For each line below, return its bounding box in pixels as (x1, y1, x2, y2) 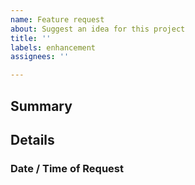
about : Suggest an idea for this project (10, 24, 186, 34)
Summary (10, 97, 73, 115)
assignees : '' (10, 52, 70, 62)
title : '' (10, 33, 52, 43)
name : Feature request (10, 14, 105, 25)
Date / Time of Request (10, 161, 124, 175)
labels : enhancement (10, 42, 97, 53)
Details (10, 131, 55, 148)
